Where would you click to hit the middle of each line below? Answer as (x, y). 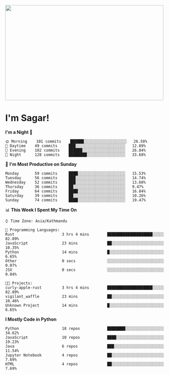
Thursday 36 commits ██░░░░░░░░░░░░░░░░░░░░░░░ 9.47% (74, 187)
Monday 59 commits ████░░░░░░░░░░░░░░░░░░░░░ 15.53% (75, 173)
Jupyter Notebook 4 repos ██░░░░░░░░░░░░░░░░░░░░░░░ (85, 355)
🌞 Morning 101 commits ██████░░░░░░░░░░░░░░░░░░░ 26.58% (76, 141)
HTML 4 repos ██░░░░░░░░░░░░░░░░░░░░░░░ (85, 364)
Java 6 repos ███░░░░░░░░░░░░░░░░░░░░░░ (85, 346)
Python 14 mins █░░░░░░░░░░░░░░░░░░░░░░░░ (85, 252)
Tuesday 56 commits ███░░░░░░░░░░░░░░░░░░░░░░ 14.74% (75, 178)
